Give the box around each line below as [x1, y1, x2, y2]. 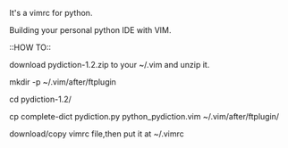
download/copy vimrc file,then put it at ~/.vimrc [9, 128, 185, 139]
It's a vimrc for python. [9, 8, 93, 18]
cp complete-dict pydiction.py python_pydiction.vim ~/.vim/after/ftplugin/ [9, 111, 280, 121]
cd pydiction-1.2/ [9, 94, 72, 104]
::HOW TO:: [9, 42, 52, 53]
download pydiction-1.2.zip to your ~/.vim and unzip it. [9, 60, 210, 70]
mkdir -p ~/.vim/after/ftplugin [9, 77, 116, 87]
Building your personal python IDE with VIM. [9, 25, 172, 35]
